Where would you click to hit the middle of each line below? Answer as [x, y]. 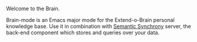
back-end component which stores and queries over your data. [83, 33]
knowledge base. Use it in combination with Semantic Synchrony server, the [99, 26]
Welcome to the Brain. [33, 9]
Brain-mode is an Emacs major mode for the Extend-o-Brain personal [91, 20]
